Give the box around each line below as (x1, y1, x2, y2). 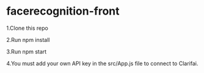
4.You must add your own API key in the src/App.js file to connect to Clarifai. (6, 60, 199, 67)
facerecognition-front (6, 4, 120, 18)
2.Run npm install (6, 36, 50, 43)
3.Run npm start (6, 47, 47, 55)
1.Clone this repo (6, 24, 49, 32)
